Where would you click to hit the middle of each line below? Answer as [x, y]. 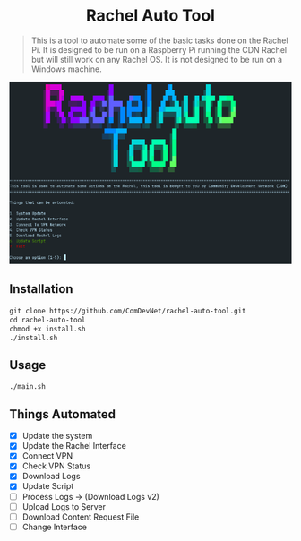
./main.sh [28, 387]
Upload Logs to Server [64, 506]
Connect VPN [47, 456]
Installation [41, 289]
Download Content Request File [81, 517]
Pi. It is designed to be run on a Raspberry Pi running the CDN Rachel [159, 49]
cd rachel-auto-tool [48, 320]
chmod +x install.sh [48, 329]
